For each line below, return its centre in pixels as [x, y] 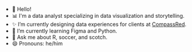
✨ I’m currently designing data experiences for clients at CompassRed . [99, 24]
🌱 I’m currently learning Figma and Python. [65, 31]
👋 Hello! [22, 9]
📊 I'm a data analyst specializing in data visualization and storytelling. [98, 16]
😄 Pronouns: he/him [37, 43]
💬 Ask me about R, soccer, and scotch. [60, 37]
